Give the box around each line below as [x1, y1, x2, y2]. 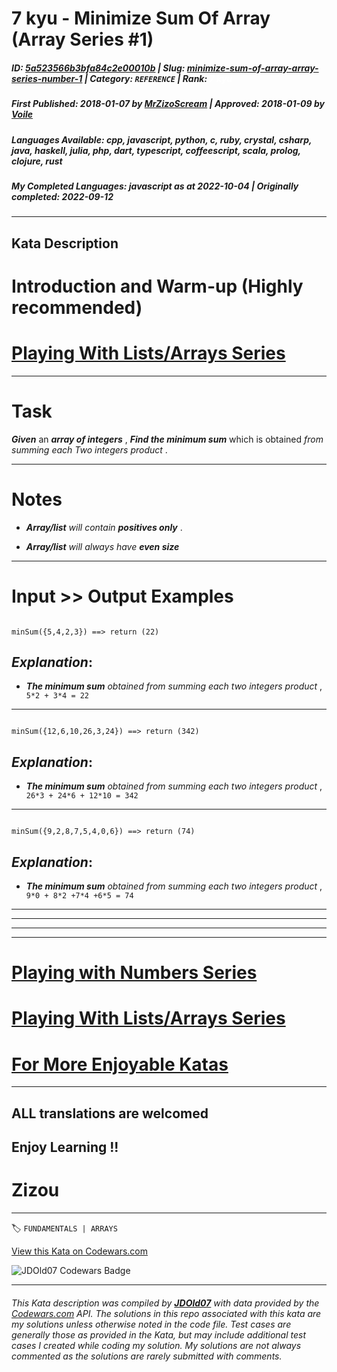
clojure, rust [11, 155, 63, 167]
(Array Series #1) [11, 28, 154, 51]
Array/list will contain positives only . [25, 521, 183, 533]
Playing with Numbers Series [11, 962, 258, 984]
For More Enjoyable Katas [11, 1053, 229, 1076]
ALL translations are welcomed [11, 1105, 209, 1122]
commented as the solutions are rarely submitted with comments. [11, 1350, 283, 1362]
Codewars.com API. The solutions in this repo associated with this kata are [11, 1307, 322, 1319]
